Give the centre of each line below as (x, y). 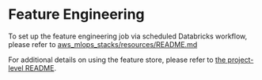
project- (241, 60)
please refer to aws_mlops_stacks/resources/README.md (103, 44)
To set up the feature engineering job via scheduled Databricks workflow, (128, 36)
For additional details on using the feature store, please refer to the (117, 60)
